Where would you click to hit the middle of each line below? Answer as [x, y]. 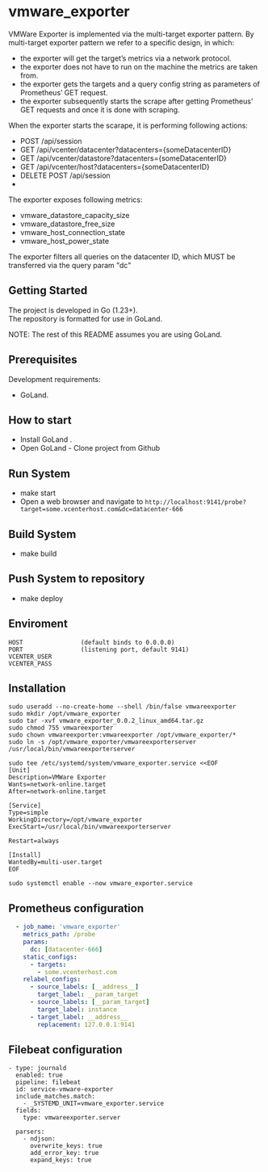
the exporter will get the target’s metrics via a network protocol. [126, 58]
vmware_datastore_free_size [67, 224]
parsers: [30, 1132]
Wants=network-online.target [57, 785]
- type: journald [38, 1069]
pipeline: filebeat [48, 1082]
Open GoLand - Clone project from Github [90, 448]
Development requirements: [54, 379]
